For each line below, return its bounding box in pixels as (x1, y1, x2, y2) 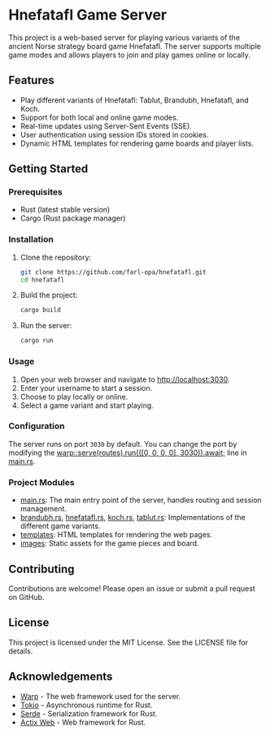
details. (8, 645, 33, 656)
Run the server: (20, 321, 72, 330)
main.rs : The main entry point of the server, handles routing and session (20, 495, 262, 505)
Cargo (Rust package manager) (20, 213, 126, 223)
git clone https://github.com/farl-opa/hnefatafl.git (20, 268, 207, 276)
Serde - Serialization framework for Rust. (20, 708, 158, 718)
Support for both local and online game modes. (20, 112, 179, 122)
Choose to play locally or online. (20, 392, 128, 401)
